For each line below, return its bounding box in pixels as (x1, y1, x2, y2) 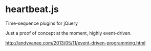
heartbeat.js (5, 4, 59, 15)
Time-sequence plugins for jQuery (5, 20, 78, 26)
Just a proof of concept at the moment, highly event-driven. (5, 30, 132, 36)
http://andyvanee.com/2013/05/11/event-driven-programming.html (5, 39, 146, 46)
